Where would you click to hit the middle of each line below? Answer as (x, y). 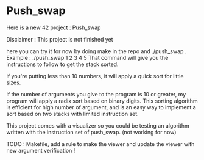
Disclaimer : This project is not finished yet (60, 39)
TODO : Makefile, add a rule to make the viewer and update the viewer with (100, 144)
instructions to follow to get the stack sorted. (62, 64)
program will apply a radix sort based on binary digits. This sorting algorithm (102, 101)
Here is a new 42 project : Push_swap (54, 27)
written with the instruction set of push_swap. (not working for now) (91, 132)
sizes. (14, 82)
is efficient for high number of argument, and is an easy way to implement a (101, 107)
